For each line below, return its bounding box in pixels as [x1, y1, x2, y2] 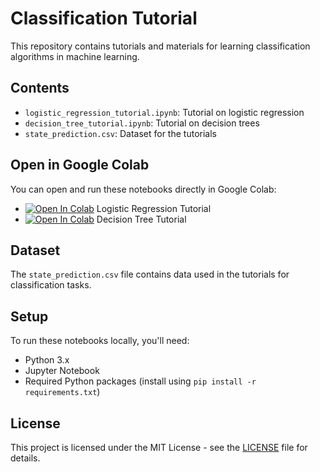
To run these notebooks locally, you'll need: [10, 335, 190, 347]
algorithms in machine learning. [10, 50, 140, 62]
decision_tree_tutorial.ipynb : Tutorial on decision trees [24, 117, 260, 129]
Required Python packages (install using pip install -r [24, 375, 257, 387]
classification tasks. [10, 279, 92, 291]
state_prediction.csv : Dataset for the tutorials [24, 127, 217, 139]
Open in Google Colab [10, 157, 150, 174]
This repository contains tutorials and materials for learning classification [10, 40, 311, 52]
